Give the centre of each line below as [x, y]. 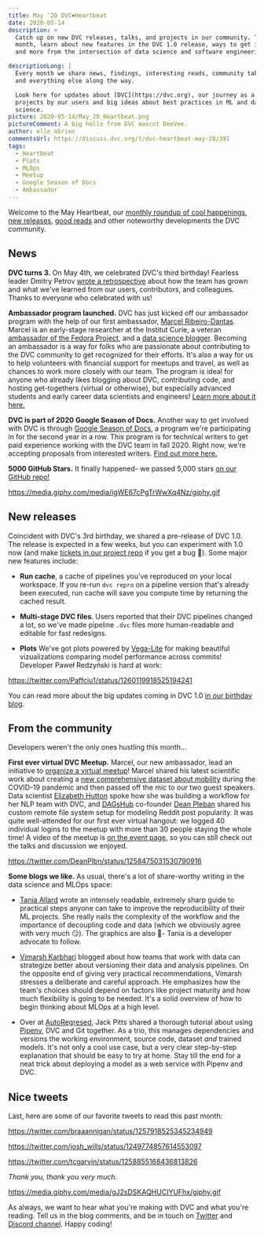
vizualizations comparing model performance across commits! [121, 656]
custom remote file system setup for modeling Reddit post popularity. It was [131, 812]
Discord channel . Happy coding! [60, 1224]
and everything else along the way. [75, 81]
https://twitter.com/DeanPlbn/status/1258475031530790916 [105, 861]
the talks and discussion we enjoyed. [68, 846]
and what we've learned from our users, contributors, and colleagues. [121, 289]
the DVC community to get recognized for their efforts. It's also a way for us [131, 354]
